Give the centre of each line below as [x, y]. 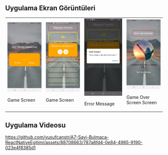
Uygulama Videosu [35, 125]
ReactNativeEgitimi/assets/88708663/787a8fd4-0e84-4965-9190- [74, 143]
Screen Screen [141, 103]
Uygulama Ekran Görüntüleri [50, 8]
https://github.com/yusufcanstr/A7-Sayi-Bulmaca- [57, 137]
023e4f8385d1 [20, 148]
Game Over [138, 97]
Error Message [99, 104]
